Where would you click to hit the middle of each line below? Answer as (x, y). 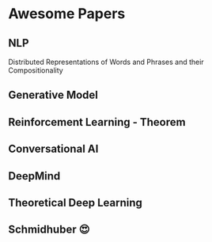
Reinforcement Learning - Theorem (97, 122)
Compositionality (36, 70)
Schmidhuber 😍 (49, 230)
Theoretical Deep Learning (75, 202)
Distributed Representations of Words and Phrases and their (106, 62)
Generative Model (53, 95)
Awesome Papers (67, 14)
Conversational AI (53, 149)
